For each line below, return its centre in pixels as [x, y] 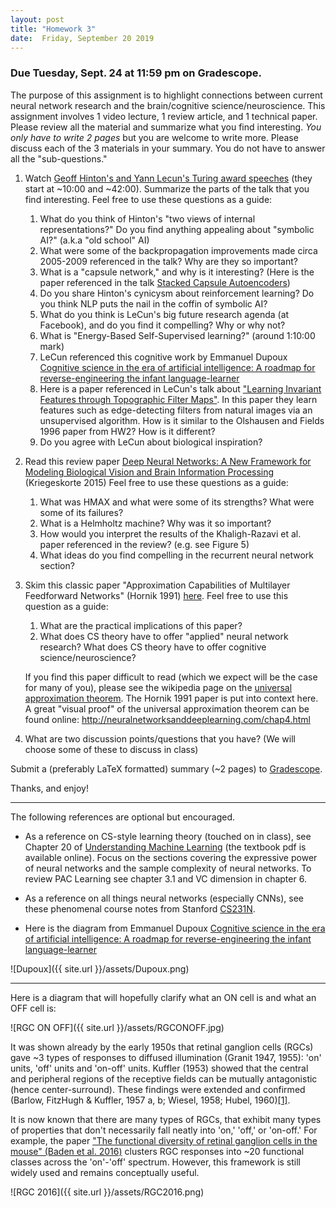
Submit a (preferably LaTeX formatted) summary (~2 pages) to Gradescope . [166, 768]
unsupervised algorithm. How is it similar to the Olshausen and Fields [182, 420]
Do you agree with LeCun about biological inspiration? [151, 442]
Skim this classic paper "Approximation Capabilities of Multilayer [157, 585]
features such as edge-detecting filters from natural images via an [176, 410]
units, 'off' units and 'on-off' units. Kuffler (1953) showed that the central [159, 1068]
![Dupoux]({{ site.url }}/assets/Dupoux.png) [100, 968]
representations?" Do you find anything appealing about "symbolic [177, 229]
